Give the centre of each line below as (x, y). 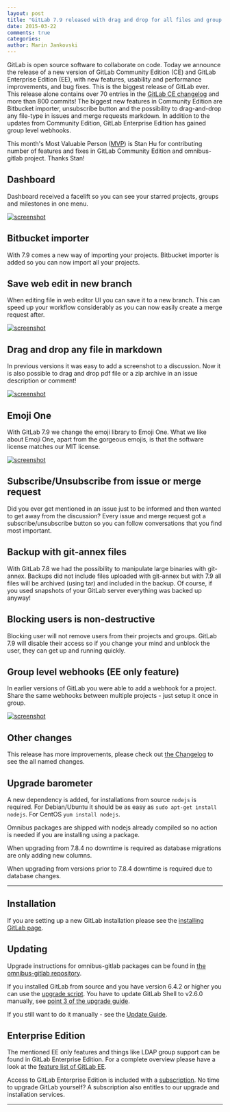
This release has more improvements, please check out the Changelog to (110, 754)
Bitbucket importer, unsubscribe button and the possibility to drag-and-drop (114, 108)
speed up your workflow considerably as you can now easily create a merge (115, 307)
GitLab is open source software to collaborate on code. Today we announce (114, 65)
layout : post (26, 13)
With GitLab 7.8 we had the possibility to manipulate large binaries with (107, 568)
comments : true (29, 33)
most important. (30, 530)
